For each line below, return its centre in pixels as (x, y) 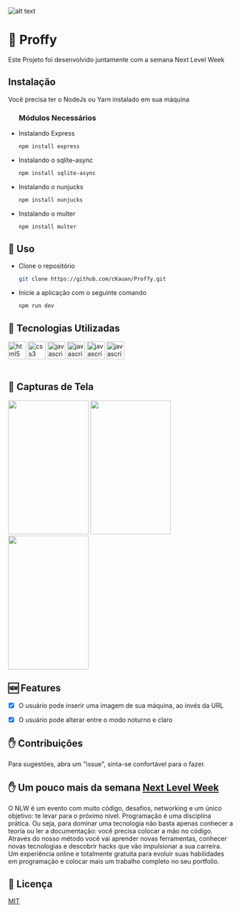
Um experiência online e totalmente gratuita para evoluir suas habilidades (116, 854)
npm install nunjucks (50, 200)
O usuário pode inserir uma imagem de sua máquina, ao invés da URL (121, 705)
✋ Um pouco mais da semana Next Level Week (114, 787)
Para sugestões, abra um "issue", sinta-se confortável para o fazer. (107, 764)
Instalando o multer (47, 214)
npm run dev (36, 306)
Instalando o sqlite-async (56, 160)
